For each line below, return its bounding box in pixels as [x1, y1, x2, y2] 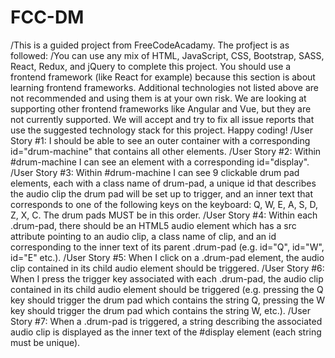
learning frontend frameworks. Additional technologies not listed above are [10, 81, 319, 93]
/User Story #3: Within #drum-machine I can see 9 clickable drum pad [10, 166, 300, 178]
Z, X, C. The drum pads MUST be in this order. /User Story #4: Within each [10, 209, 318, 221]
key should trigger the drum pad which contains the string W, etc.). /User [10, 304, 312, 316]
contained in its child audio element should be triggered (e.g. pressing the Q [10, 283, 324, 295]
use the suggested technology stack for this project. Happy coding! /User [10, 124, 313, 136]
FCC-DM [10, 6, 85, 29]
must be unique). [10, 336, 81, 348]
